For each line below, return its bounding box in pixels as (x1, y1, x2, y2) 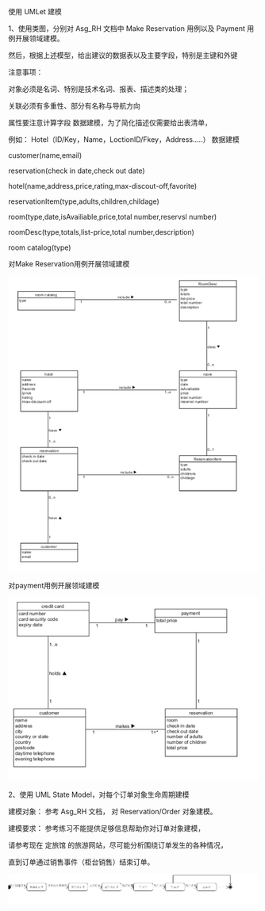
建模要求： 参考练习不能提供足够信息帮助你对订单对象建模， (8, 824, 205, 833)
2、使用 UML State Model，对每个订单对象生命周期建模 (8, 790, 190, 799)
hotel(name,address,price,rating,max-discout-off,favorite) (8, 182, 198, 190)
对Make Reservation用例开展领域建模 (8, 259, 130, 268)
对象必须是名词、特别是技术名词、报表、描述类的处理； (8, 84, 189, 94)
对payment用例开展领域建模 (8, 580, 100, 590)
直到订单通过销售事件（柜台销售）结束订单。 (8, 857, 155, 867)
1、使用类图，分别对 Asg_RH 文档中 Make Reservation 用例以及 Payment (8, 24, 246, 33)
